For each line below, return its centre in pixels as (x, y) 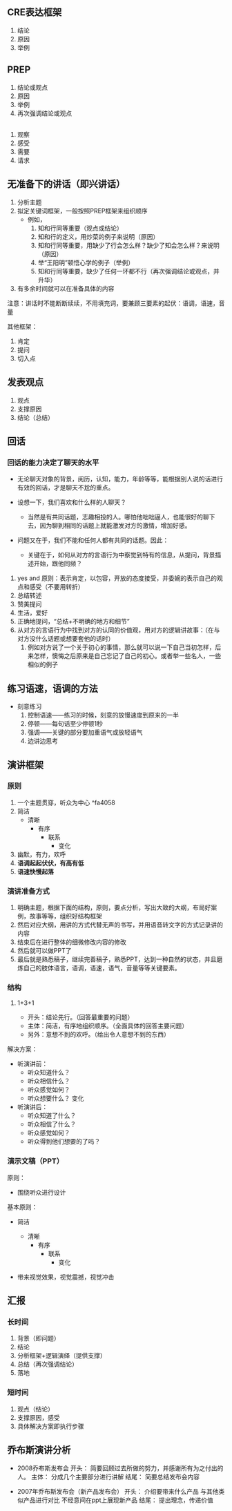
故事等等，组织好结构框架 (66, 916)
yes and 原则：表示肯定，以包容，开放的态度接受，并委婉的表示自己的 (117, 578)
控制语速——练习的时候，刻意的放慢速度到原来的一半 (103, 715)
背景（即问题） (38, 1338)
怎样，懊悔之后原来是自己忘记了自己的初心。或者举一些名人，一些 (127, 656)
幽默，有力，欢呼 (41, 854)
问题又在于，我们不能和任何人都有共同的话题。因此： (93, 540)
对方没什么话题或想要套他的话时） (66, 639)
